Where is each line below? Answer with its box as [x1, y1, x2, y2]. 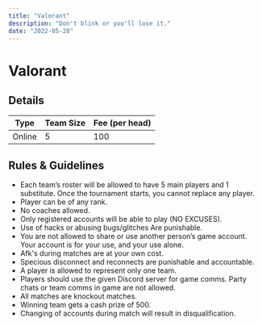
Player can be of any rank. [19, 197, 107, 207]
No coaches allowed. [19, 206, 90, 215]
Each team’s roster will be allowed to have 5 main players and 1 [19, 180, 230, 190]
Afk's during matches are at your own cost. [19, 249, 164, 258]
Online [12, 131, 38, 142]
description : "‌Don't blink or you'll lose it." [8, 19, 172, 27]
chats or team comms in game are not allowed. [19, 283, 176, 293]
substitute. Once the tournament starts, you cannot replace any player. [19, 189, 256, 199]
